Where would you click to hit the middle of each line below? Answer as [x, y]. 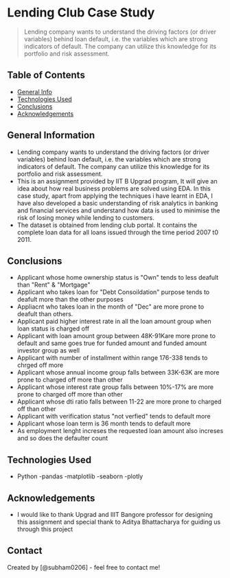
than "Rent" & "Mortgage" [54, 285]
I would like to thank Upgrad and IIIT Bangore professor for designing [115, 514]
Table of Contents [46, 75]
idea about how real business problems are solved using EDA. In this [114, 188]
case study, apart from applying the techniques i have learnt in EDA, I [115, 196]
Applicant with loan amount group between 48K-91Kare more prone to [116, 336]
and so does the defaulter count [62, 438]
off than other [36, 409]
